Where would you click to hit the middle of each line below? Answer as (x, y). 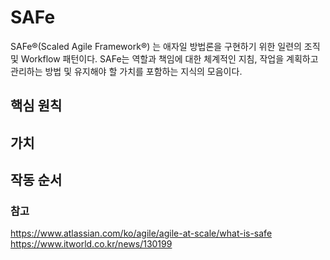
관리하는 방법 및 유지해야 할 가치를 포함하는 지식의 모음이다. (126, 71)
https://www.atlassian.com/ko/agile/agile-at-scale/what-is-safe (141, 233)
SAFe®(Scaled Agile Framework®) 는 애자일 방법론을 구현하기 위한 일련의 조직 (165, 46)
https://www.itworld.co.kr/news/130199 (91, 244)
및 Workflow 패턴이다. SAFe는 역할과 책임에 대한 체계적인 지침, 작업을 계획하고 (164, 58)
